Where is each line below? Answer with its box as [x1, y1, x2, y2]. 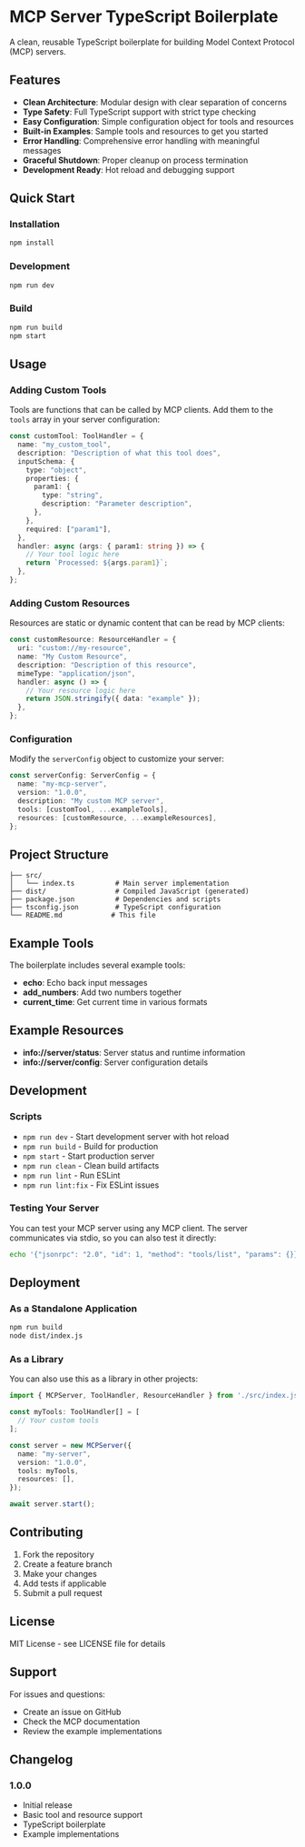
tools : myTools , [17, 1466, 79, 1475]
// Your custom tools [17, 1416, 100, 1425]
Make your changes [22, 1568, 97, 1579]
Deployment [9, 1275, 81, 1290]
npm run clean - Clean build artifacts [22, 1159, 160, 1170]
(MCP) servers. [9, 45, 66, 56]
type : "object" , [25, 466, 88, 475]
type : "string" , [42, 491, 103, 500]
